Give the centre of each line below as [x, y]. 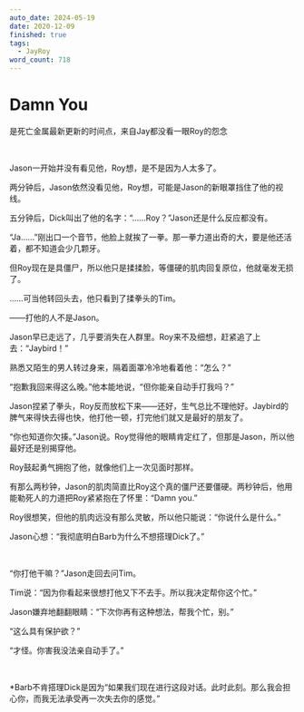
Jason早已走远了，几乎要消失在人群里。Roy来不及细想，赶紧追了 [131, 336]
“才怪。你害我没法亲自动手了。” [67, 650]
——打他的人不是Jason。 [57, 317]
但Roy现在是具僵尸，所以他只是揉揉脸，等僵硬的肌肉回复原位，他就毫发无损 [152, 268]
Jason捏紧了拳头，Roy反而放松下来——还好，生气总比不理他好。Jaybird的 [149, 405]
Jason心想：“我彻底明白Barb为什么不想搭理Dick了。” [107, 536]
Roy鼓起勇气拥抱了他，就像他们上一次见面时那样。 [104, 467]
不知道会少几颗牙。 [69, 248]
